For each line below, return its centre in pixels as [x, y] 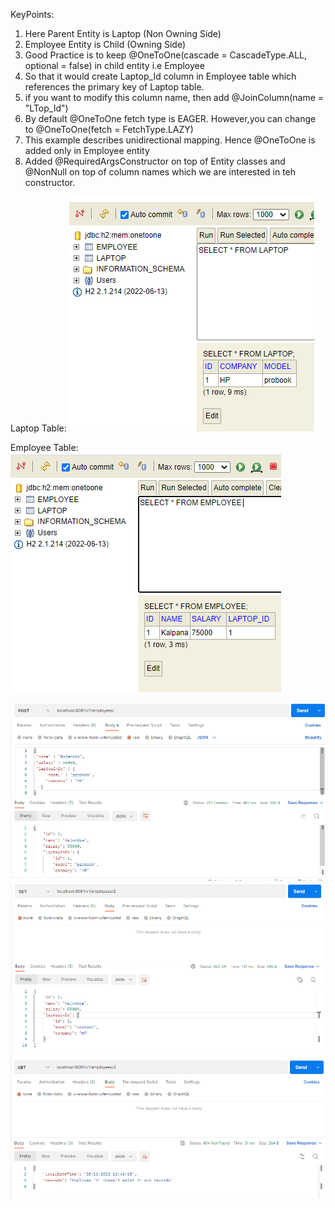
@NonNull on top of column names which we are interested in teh [160, 172]
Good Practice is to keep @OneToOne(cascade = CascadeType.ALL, [166, 55]
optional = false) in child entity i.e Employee [114, 65]
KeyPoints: [32, 14]
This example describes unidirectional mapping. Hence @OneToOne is [170, 140]
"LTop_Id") [46, 108]
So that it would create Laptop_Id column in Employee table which [160, 76]
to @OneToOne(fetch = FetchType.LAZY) [109, 129]
